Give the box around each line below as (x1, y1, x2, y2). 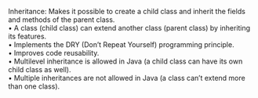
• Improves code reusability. (8, 49, 100, 57)
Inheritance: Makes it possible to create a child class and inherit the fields (8, 7, 245, 16)
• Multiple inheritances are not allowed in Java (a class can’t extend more (8, 74, 245, 82)
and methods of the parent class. (8, 15, 115, 24)
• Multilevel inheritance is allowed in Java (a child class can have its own (8, 56, 243, 66)
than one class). (8, 82, 60, 91)
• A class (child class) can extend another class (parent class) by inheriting (8, 24, 251, 32)
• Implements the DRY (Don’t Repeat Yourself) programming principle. (8, 40, 234, 49)
